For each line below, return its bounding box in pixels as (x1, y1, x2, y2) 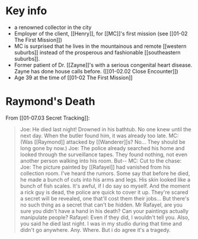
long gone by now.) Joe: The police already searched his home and (20, 144, 185, 151)
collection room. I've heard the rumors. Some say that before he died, (20, 170, 190, 177)
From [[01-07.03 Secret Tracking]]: (5, 114, 90, 121)
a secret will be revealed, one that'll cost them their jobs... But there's (20, 195, 190, 202)
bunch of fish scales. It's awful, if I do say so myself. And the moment (20, 182, 190, 189)
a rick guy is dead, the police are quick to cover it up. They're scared (20, 188, 189, 196)
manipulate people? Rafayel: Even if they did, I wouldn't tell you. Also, (20, 214, 190, 221)
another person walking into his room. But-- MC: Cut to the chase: (20, 157, 182, 164)
